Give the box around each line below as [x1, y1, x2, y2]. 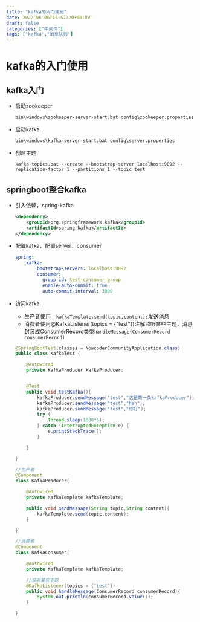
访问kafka [15, 300, 40, 307]
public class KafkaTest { [15, 351, 80, 357]
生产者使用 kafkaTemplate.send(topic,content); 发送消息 [24, 313, 170, 320]
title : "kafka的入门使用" [6, 8, 67, 15]
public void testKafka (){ [26, 389, 92, 395]
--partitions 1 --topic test [72, 167, 146, 173]
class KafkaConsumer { [15, 549, 69, 556]
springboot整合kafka [6, 184, 86, 195]
